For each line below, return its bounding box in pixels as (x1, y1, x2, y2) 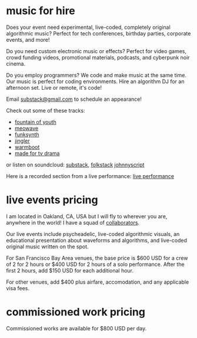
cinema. (6, 60, 25, 67)
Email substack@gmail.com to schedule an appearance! (6, 96, 142, 103)
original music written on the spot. (6, 243, 89, 250)
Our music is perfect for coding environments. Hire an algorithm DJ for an (6, 78, 185, 85)
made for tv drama (14, 149, 60, 157)
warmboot (14, 143, 40, 150)
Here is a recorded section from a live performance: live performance (6, 172, 175, 179)
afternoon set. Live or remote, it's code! (6, 84, 102, 91)
